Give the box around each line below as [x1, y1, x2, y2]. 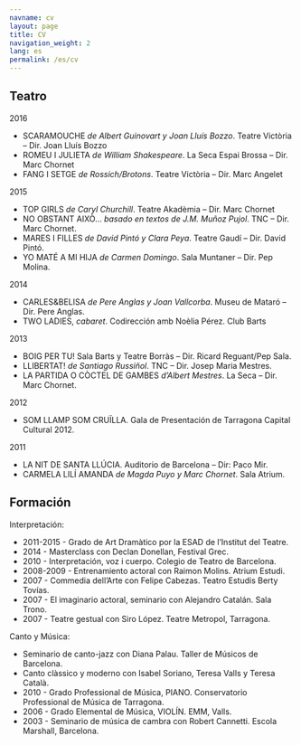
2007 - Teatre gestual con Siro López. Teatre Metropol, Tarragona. [22, 613, 271, 624]
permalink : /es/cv [9, 55, 79, 64]
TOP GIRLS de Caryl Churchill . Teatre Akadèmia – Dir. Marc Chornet [22, 203, 276, 214]
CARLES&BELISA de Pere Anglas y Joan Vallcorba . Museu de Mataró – [22, 296, 287, 307]
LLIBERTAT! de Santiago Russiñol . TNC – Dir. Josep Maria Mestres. [22, 360, 273, 371]
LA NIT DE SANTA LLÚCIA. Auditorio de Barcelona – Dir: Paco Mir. [22, 458, 268, 470]
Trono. [22, 603, 48, 615]
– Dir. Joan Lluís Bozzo [22, 139, 108, 150]
